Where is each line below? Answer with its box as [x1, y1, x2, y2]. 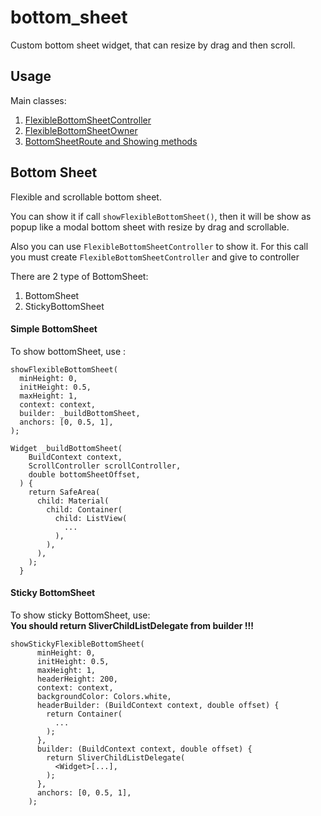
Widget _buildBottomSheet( [10, 443, 123, 453]
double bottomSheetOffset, [28, 469, 141, 480]
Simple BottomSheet [10, 323, 98, 335]
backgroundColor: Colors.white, [36, 691, 172, 701]
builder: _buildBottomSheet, [19, 408, 141, 418]
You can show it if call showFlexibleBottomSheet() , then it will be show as [10, 210, 312, 222]
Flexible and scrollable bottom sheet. [10, 191, 162, 203]
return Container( [46, 709, 123, 719]
